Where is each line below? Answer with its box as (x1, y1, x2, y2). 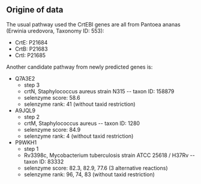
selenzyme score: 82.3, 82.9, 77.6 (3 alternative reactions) (23, 164, 168, 171)
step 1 (23, 145, 39, 152)
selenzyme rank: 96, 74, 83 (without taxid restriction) (23, 171, 155, 178)
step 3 (23, 81, 40, 88)
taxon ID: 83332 (23, 158, 64, 165)
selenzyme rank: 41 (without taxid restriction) (23, 100, 136, 108)
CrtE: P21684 (14, 38, 48, 46)
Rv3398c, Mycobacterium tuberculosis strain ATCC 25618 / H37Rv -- (23, 152, 195, 159)
